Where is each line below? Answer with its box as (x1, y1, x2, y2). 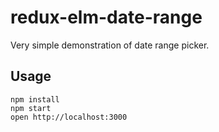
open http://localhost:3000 (10, 112, 128, 122)
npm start (10, 103, 52, 113)
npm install (10, 94, 60, 105)
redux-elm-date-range (10, 6, 203, 29)
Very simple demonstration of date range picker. (10, 39, 210, 51)
